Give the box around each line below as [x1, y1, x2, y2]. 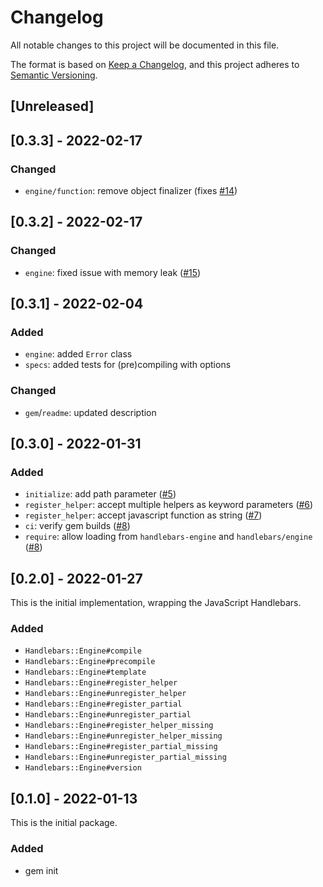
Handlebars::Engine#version [24, 763, 142, 773]
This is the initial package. [10, 817, 118, 829]
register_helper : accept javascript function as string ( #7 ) [24, 509, 263, 521]
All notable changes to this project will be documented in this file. [10, 39, 280, 51]
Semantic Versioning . [10, 69, 98, 81]
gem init [24, 864, 59, 876]
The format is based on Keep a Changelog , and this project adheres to [10, 58, 300, 70]
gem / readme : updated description [24, 406, 157, 418]
